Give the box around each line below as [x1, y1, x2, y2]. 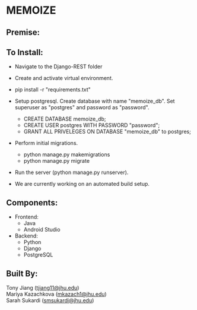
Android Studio [23, 226, 61, 233]
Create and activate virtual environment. [14, 75, 113, 82]
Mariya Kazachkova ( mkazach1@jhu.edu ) [6, 290, 107, 298]
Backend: [14, 232, 39, 239]
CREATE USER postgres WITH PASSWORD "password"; [23, 122, 160, 129]
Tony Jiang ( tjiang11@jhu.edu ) [6, 284, 80, 292]
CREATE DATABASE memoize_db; [23, 115, 106, 122]
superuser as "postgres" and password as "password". [14, 104, 150, 111]
